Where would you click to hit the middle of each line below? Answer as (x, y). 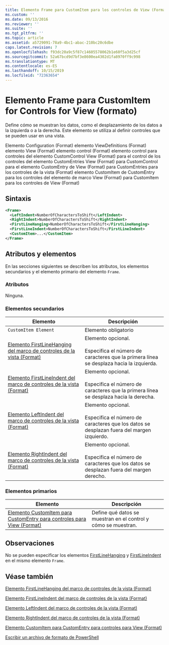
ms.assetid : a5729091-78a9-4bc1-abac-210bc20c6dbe (59, 43)
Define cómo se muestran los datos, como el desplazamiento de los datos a (84, 125)
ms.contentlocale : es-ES (31, 66)
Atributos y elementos (41, 254)
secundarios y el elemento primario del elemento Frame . (63, 271)
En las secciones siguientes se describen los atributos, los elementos (77, 266)
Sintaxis (18, 199)
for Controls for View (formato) (71, 111)
